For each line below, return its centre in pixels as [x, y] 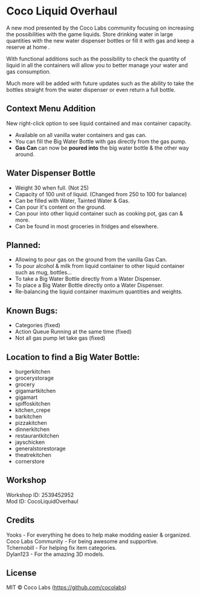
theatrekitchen [33, 455]
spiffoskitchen [33, 404]
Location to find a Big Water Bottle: [73, 357]
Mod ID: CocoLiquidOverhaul [42, 501]
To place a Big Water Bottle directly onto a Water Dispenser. [89, 286]
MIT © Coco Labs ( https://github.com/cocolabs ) [66, 587]
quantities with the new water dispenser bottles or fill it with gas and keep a [100, 40]
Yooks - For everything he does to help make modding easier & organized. [99, 535]
